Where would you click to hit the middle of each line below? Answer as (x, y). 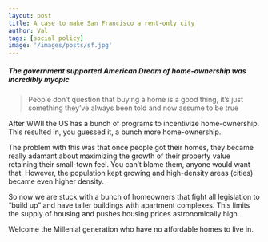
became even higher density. (56, 181)
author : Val (28, 30)
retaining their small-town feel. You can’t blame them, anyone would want (129, 165)
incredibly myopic (39, 79)
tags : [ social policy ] (46, 38)
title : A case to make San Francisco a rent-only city (102, 23)
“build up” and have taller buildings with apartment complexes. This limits (129, 205)
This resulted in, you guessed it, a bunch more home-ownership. (115, 132)
